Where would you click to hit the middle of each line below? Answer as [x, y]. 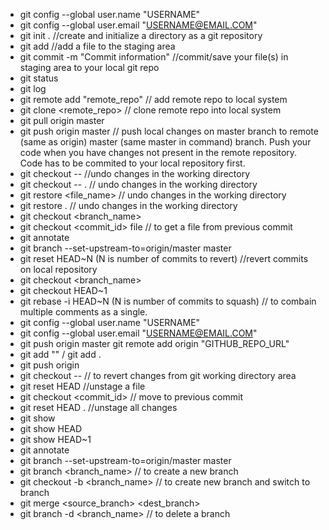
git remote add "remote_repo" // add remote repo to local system [153, 99]
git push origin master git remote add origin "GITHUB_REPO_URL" [154, 343]
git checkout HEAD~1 [63, 290]
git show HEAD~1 [55, 439]
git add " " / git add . [60, 354]
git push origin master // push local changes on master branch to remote [169, 131]
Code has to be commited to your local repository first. [132, 163]
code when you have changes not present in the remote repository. [158, 152]
